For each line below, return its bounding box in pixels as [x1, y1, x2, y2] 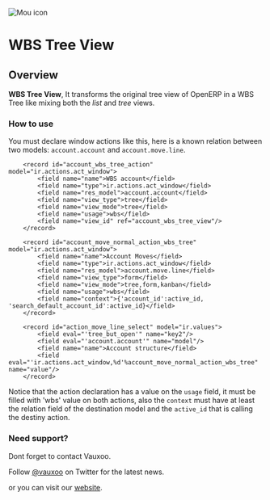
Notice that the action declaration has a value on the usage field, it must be [8, 387, 256, 397]
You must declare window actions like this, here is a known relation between [8, 137, 263, 146]
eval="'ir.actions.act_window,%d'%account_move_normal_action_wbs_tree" [8, 359, 259, 367]
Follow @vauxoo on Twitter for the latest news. [8, 467, 165, 477]
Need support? [8, 433, 69, 444]
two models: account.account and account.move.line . [8, 145, 186, 155]
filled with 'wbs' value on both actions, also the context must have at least [8, 396, 255, 405]
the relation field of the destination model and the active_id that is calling [8, 404, 253, 414]
